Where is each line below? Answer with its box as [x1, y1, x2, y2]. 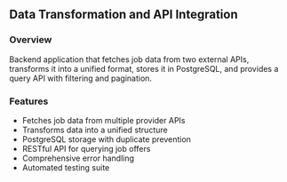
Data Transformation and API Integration [9, 7, 238, 22]
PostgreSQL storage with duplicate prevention [21, 133, 191, 145]
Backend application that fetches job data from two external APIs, [9, 53, 250, 65]
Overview [9, 34, 52, 46]
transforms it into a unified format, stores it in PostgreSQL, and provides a [9, 63, 279, 74]
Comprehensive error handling [21, 153, 135, 163]
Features [9, 95, 49, 107]
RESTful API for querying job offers [21, 143, 151, 154]
